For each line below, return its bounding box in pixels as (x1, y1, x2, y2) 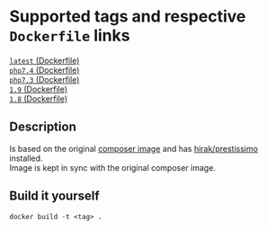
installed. (9, 153, 43, 164)
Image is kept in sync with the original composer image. (9, 162, 216, 172)
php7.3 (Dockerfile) (9, 74, 80, 84)
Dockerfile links (9, 25, 130, 46)
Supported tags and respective (9, 6, 246, 27)
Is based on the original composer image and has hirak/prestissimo (9, 143, 259, 154)
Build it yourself (9, 189, 101, 204)
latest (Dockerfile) (9, 55, 80, 66)
